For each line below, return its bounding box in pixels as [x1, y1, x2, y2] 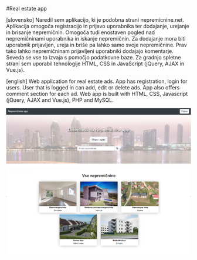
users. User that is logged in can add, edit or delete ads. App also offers [6, 84, 180, 91]
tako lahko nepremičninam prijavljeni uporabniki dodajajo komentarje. [6, 48, 174, 55]
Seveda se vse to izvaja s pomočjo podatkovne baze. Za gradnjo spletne [6, 54, 181, 61]
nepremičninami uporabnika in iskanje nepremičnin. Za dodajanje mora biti [6, 35, 186, 42]
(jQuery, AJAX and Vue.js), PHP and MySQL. [6, 96, 114, 104]
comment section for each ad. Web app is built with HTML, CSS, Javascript [6, 91, 188, 97]
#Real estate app [6, 5, 47, 12]
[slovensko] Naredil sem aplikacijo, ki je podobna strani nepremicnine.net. [6, 16, 185, 23]
